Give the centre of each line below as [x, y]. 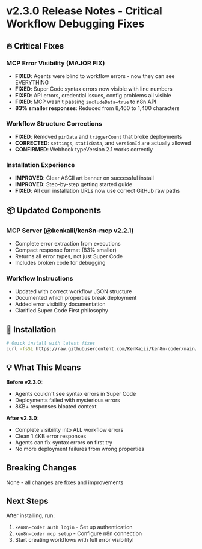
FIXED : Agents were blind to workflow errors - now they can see [95, 76]
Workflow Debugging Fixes [75, 24]
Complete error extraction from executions [68, 244]
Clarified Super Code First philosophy [61, 311]
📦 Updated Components [54, 211]
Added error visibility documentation [60, 304]
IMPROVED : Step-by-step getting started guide [74, 184]
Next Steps [27, 501]
